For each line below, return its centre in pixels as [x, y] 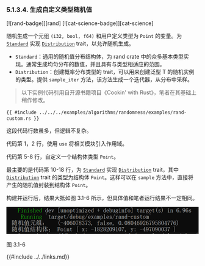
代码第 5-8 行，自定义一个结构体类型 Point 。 [63, 157]
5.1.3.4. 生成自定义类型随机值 [49, 9]
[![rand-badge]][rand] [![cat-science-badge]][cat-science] [80, 23]
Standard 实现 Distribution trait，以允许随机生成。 [70, 43]
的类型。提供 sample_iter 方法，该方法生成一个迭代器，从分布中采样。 [104, 79]
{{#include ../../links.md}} [38, 257]
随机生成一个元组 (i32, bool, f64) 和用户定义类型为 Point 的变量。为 [94, 36]
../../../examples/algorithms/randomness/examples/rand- [113, 113]
